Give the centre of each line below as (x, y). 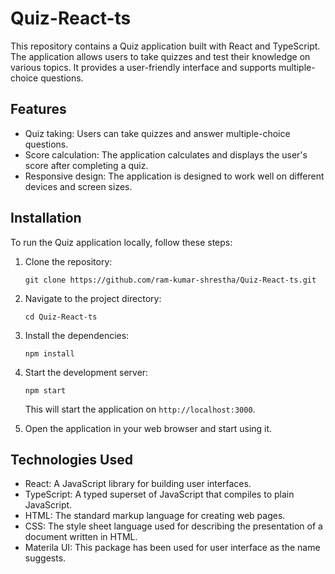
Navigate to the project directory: (93, 298)
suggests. (45, 558)
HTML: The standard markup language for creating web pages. (155, 516)
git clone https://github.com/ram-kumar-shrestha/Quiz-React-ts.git (170, 280)
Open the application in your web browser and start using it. (148, 428)
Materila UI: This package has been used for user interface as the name (172, 548)
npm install (49, 353)
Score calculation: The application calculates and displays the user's (166, 154)
